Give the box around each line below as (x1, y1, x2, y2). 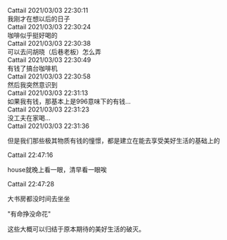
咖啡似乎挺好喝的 (7, 31, 58, 39)
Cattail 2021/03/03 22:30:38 (7, 39, 91, 47)
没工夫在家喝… (7, 114, 51, 122)
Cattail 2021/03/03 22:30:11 (7, 6, 89, 14)
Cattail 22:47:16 (7, 151, 54, 159)
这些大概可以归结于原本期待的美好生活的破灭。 (7, 225, 145, 233)
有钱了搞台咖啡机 (7, 64, 58, 72)
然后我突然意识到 (7, 81, 58, 89)
